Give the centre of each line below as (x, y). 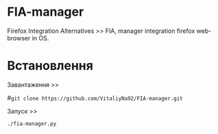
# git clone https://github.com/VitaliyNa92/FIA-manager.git (95, 98)
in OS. (40, 38)
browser (19, 38)
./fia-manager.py (32, 124)
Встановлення (50, 66)
